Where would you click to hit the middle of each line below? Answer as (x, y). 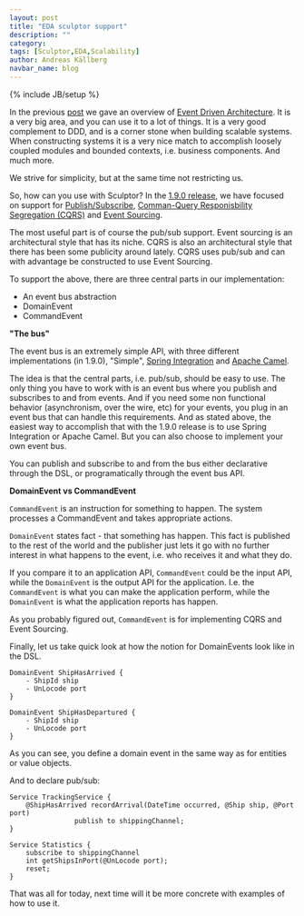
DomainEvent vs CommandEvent (73, 491)
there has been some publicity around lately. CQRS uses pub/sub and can (147, 252)
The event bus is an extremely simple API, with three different (124, 351)
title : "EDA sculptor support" (69, 26)
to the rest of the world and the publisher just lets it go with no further (140, 545)
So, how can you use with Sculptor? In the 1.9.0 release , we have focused (147, 195)
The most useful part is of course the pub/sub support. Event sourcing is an (151, 232)
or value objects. (41, 762)
